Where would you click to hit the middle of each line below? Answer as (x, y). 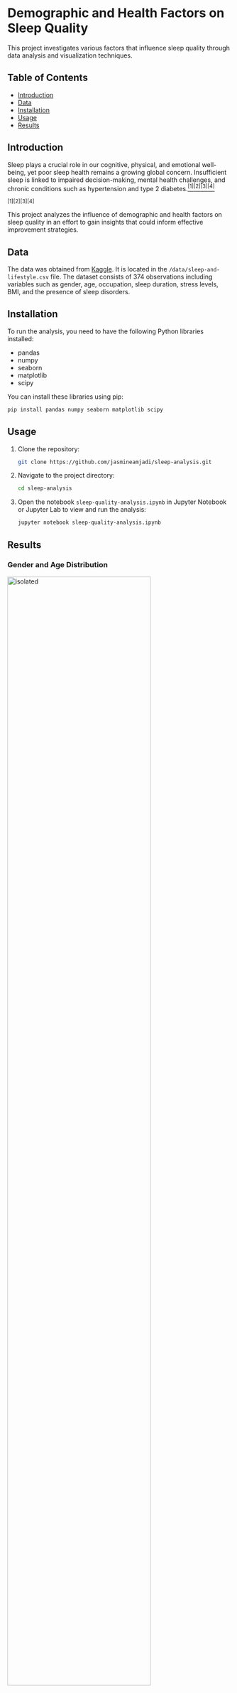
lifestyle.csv (28, 278)
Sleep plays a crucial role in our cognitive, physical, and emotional (104, 164)
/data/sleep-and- (194, 270)
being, (17, 172)
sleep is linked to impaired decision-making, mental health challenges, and (116, 180)
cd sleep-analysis (45, 488)
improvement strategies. (43, 230)
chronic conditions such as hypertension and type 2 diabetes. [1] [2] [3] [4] (111, 188)
